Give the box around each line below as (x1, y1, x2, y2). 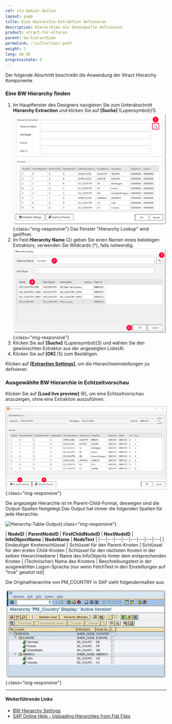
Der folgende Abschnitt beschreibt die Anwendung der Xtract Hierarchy (5, 72, 157, 78)
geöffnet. (12, 231, 32, 237)
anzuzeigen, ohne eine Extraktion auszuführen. (5, 396, 105, 402)
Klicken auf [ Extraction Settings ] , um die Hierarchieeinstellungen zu (5, 360, 150, 367)
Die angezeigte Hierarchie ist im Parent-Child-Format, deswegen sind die (5, 500, 160, 506)
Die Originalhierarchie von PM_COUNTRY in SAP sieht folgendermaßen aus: (5, 579, 165, 585)
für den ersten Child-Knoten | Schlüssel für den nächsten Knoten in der (5, 547, 156, 553)
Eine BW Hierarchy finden (5, 90, 71, 97)
